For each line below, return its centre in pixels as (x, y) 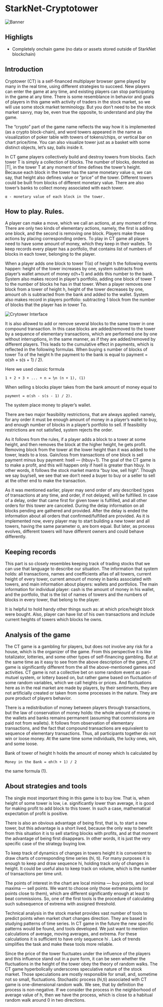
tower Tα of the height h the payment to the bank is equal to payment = (76, 355)
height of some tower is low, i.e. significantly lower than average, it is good (80, 803)
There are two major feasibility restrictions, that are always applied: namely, (81, 415)
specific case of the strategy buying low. (46, 843)
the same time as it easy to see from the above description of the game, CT (81, 662)
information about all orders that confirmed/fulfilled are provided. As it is (77, 516)
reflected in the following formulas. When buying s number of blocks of (76, 349)
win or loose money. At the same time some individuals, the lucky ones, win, (81, 738)
